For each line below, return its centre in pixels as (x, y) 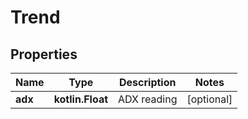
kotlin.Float (81, 99)
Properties (44, 54)
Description (148, 82)
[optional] (209, 99)
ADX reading (148, 99)
